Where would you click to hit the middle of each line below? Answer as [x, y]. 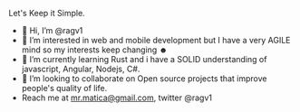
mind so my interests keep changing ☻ [95, 50]
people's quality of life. [64, 88]
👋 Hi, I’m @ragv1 [52, 30]
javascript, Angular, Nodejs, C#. [81, 69]
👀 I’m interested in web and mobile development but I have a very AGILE [156, 40]
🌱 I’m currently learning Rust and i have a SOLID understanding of [144, 59]
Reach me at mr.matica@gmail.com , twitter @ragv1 [117, 98]
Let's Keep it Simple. [47, 13]
